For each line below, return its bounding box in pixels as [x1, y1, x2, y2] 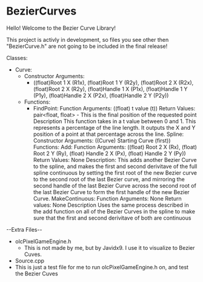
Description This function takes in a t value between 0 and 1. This [33, 117, 196, 125]
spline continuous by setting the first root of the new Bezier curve [33, 169, 197, 176]
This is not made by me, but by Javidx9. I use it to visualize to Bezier [24, 244, 195, 251]
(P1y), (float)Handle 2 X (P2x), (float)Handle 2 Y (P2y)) [33, 92, 169, 99]
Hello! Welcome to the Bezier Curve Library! [6, 24, 116, 32]
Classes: [6, 54, 28, 61]
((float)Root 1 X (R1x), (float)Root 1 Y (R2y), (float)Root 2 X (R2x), [33, 79, 194, 86]
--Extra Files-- [6, 226, 42, 233]
